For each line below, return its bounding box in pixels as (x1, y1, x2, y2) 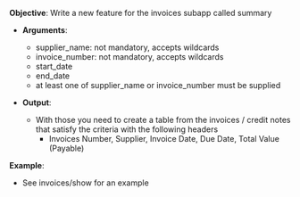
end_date (35, 70, 71, 81)
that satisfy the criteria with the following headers (35, 124, 219, 135)
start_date (35, 62, 73, 71)
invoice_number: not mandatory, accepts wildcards (35, 52, 224, 62)
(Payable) (48, 143, 85, 153)
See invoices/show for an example (21, 177, 149, 188)
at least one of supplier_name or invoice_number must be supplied (35, 80, 281, 90)
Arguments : (21, 25, 68, 35)
